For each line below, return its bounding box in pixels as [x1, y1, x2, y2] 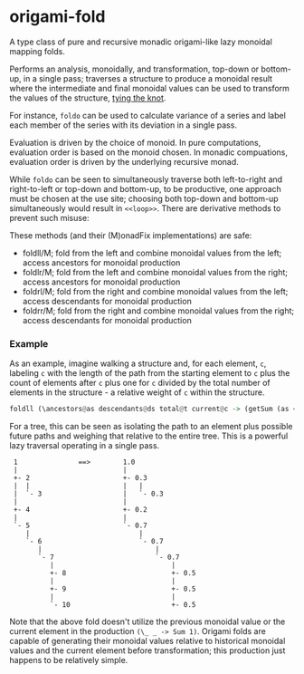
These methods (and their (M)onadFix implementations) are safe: [9, 229, 252, 241]
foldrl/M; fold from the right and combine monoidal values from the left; [22, 285, 289, 296]
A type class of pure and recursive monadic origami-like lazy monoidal [9, 36, 273, 47]
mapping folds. [9, 45, 66, 56]
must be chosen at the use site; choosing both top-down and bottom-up [9, 193, 279, 204]
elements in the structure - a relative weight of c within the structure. [9, 387, 265, 398]
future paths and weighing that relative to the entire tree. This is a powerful [9, 430, 289, 441]
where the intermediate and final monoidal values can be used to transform [9, 82, 290, 93]
